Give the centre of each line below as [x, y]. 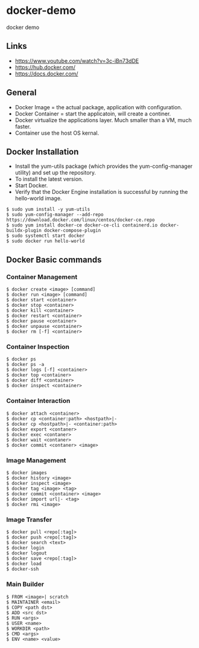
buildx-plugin [24, 231]
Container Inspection [38, 347]
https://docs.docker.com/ [46, 74]
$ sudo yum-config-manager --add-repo [55, 215]
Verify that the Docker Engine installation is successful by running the [101, 192]
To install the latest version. [49, 179]
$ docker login [25, 548]
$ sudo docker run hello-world [46, 241]
